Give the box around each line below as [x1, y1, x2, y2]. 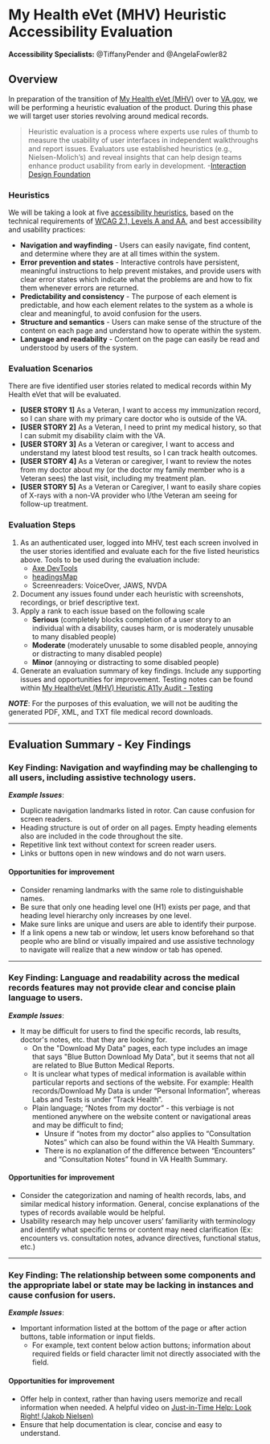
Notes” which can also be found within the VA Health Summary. [43, 1137, 255, 1147]
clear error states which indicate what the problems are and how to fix [19, 275, 253, 285]
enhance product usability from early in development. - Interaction [27, 161, 247, 170]
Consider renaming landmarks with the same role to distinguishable [19, 884, 243, 894]
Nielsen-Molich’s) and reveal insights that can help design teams [27, 152, 243, 162]
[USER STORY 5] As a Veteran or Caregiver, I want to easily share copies [19, 482, 261, 492]
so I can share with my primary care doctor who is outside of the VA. [19, 414, 247, 424]
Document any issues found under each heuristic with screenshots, [19, 589, 243, 598]
